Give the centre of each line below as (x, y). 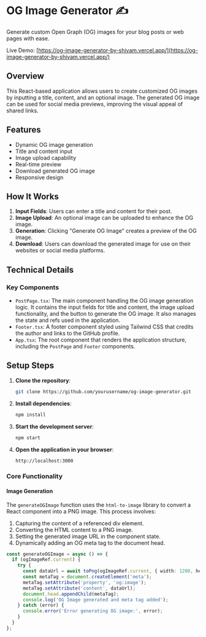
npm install (30, 415)
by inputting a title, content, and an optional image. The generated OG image (103, 97)
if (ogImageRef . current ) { (46, 560)
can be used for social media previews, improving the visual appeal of (95, 104)
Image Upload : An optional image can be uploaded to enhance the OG (104, 218)
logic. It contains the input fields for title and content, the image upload (105, 307)
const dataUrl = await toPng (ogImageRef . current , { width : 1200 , (108, 571)
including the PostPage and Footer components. (75, 346)
